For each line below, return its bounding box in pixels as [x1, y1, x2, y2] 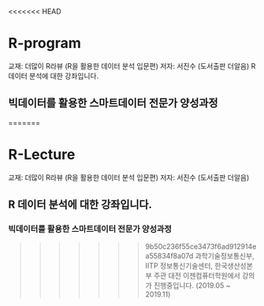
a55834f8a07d [145, 252, 194, 261]
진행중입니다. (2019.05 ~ [153, 281, 231, 290]
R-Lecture [8, 145, 76, 163]
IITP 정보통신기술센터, [145, 261, 214, 271]
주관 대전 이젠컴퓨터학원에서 [153, 271, 240, 281]
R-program [8, 35, 81, 52]
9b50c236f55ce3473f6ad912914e [145, 242, 257, 252]
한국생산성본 [214, 261, 254, 271]
